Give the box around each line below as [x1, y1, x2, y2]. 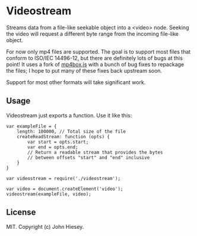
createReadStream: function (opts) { [17, 133, 110, 139]
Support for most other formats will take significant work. [6, 79, 146, 86]
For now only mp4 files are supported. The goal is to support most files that [6, 48, 191, 55]
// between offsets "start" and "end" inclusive [27, 154, 150, 160]
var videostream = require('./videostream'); [6, 175, 120, 181]
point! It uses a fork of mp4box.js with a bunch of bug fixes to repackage [6, 61, 185, 68]
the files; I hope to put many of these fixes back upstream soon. [6, 67, 163, 74]
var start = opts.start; [27, 139, 89, 145]
